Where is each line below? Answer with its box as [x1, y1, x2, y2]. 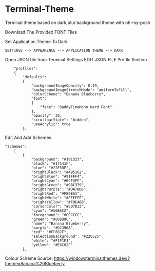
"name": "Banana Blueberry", [31, 221, 91, 226]
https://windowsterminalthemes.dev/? [54, 255, 130, 261]
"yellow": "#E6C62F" [31, 242, 73, 248]
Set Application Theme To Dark [5, 38, 68, 45]
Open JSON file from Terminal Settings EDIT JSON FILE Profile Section [5, 56, 147, 62]
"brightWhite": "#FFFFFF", [31, 195, 86, 200]
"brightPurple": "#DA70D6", [31, 187, 89, 192]
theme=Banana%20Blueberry [5, 260, 65, 266]
